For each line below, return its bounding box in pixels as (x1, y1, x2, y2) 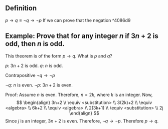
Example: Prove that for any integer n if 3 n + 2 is (5, 32, 159, 40)
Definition (5, 4, 37, 12)
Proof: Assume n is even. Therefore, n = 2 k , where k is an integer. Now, (5, 91, 153, 97)
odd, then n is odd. (5, 39, 65, 48)
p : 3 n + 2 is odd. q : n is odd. (5, 62, 63, 68)
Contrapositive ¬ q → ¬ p (5, 72, 55, 78)
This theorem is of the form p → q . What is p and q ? (5, 52, 112, 59)
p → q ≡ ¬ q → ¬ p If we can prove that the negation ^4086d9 (5, 17, 131, 23)
